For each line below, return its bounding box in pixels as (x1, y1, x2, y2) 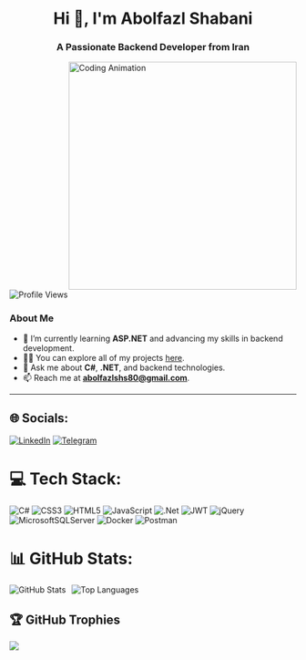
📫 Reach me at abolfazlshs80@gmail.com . (22, 372, 190, 383)
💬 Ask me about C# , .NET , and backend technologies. (22, 362, 226, 373)
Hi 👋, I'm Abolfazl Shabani (53, 8, 253, 29)
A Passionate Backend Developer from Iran (56, 41, 250, 54)
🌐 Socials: (9, 410, 69, 427)
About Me (9, 312, 55, 325)
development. (22, 342, 75, 354)
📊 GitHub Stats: (9, 548, 134, 569)
